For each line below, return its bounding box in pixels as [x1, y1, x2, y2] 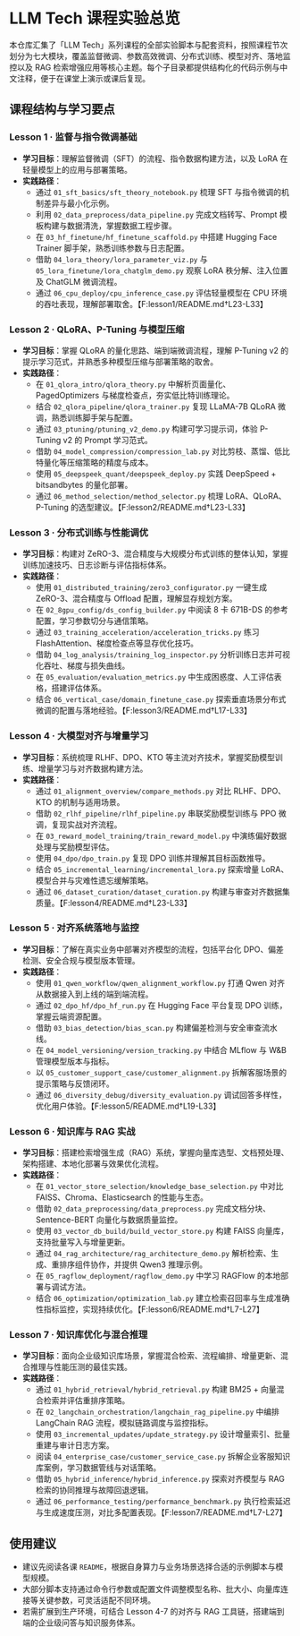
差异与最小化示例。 [43, 198, 114, 209]
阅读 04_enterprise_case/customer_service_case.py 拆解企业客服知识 [35, 1452, 291, 1462]
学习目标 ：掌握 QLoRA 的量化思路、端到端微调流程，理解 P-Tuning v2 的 [21, 345, 289, 355]
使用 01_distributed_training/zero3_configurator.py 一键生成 [35, 582, 268, 593]
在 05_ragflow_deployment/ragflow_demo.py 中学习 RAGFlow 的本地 [35, 1271, 281, 1281]
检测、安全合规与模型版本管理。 [21, 955, 140, 965]
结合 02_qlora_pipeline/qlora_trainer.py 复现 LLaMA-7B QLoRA [35, 400, 277, 412]
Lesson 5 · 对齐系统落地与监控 [9, 921, 140, 934]
